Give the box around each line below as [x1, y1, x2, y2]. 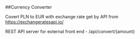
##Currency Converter [5, 4, 52, 10]
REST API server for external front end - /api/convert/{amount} [5, 29, 135, 34]
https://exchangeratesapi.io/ [5, 19, 64, 25]
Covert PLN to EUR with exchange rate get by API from [5, 14, 119, 19]
